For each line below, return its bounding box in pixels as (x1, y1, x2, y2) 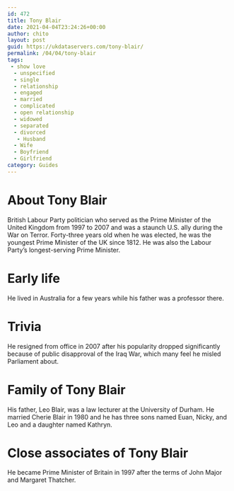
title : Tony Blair (7, 17, 62, 24)
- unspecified (13, 69, 55, 76)
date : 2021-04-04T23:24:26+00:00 (7, 23, 106, 30)
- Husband (16, 135, 46, 142)
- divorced (13, 129, 46, 136)
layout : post (7, 37, 46, 44)
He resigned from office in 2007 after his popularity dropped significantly (7, 342, 221, 350)
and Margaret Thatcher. (7, 475, 76, 485)
